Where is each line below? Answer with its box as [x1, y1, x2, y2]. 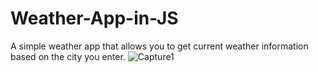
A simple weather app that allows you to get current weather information [10, 40, 309, 52]
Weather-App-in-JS [10, 7, 179, 30]
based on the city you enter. [10, 50, 126, 62]
